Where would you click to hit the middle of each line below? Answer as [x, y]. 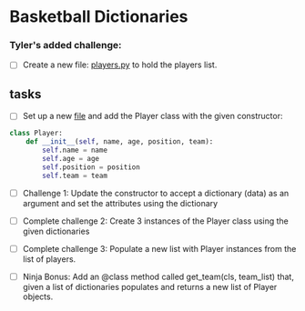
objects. [38, 296]
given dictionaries [56, 231]
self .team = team [75, 176]
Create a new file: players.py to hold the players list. [120, 65]
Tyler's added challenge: [66, 45]
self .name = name [75, 150]
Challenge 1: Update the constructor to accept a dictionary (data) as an [156, 193]
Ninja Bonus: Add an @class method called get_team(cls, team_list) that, [158, 276]
